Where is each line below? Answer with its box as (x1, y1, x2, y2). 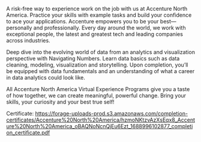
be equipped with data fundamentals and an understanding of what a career (6, 68, 195, 74)
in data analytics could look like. (6, 74, 86, 81)
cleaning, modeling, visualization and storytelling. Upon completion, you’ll (6, 61, 188, 68)
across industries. (6, 37, 50, 44)
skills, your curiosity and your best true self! (6, 98, 115, 105)
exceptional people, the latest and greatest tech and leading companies (6, 31, 183, 38)
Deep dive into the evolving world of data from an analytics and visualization (6, 49, 195, 56)
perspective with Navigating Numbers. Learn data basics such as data (6, 55, 180, 62)
